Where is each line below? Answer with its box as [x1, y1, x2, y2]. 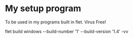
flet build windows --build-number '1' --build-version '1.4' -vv [5, 28, 129, 34]
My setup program [5, 3, 82, 14]
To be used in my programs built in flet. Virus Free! [5, 19, 106, 25]
